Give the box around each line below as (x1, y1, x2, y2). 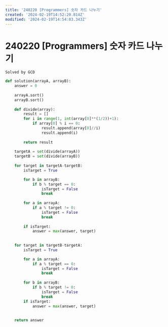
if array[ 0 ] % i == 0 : (32, 121, 80, 126)
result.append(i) (41, 130, 78, 135)
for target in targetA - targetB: (14, 163, 82, 168)
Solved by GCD (5, 70, 35, 75)
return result (23, 139, 53, 145)
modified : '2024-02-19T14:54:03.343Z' (5, 17, 87, 22)
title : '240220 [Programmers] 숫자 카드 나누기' (5, 7, 102, 13)
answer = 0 (14, 83, 37, 88)
